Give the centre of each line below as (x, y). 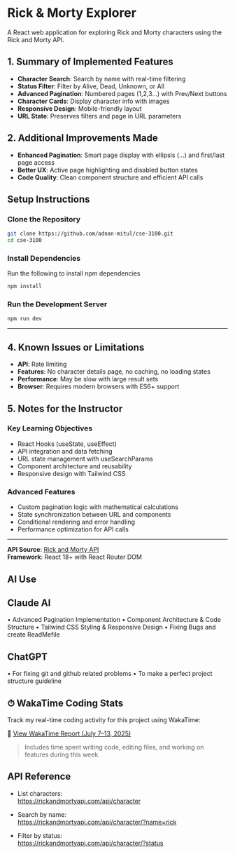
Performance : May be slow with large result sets (88, 379)
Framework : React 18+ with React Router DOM (74, 557)
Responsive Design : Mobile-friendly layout (79, 108)
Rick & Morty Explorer (72, 13)
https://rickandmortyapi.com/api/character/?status (90, 843)
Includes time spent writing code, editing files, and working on (114, 747)
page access (36, 162)
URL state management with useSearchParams (85, 459)
